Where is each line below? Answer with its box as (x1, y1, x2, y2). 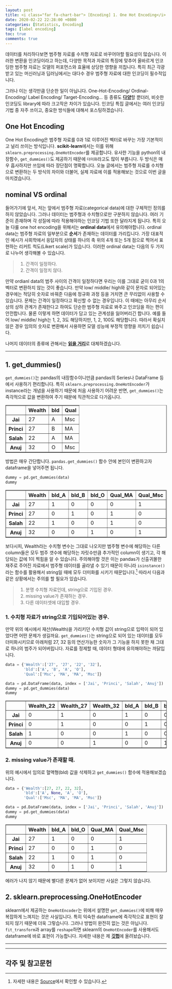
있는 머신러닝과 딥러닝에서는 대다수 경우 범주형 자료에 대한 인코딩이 (14, 70, 149, 76)
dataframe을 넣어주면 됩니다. (5, 465, 64, 471)
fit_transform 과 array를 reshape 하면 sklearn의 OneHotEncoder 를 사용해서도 (5, 926, 160, 932)
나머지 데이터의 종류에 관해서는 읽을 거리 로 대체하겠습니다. (5, 340, 121, 346)
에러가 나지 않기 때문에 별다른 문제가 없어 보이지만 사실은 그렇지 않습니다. (5, 877, 152, 884)
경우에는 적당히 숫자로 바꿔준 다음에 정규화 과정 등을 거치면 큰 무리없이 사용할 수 (5, 291, 165, 297)
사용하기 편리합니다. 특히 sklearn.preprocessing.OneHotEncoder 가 (14, 381, 150, 387)
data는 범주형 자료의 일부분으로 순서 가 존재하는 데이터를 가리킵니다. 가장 (5, 230, 150, 237)
